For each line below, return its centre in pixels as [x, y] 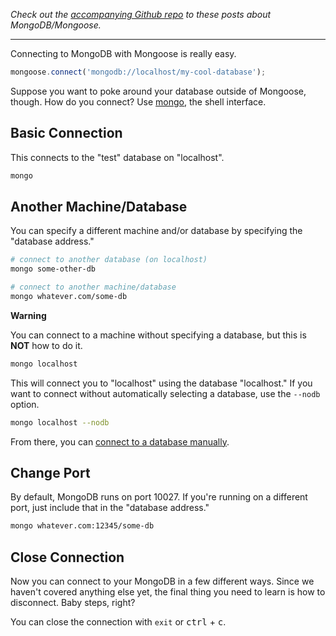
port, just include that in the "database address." [110, 508]
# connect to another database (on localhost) [109, 260]
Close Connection [67, 557]
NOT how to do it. [46, 345]
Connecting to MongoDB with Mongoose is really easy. [123, 53]
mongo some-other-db [53, 269]
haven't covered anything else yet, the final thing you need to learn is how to [168, 592]
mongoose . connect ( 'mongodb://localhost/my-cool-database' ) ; [138, 72]
